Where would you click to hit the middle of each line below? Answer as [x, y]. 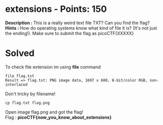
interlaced [16, 84]
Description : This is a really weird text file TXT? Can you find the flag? [78, 23]
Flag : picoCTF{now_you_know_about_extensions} [58, 117]
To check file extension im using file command [53, 67]
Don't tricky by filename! [30, 94]
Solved [20, 53]
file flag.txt [20, 76]
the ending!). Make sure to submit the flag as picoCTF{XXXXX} [70, 33]
